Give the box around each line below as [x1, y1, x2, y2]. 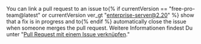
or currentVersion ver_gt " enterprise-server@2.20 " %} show [42, 11, 194, 19]
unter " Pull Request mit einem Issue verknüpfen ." [6, 31, 130, 38]
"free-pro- [169, 5, 196, 12]
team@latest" [6, 11, 41, 19]
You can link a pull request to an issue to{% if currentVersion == [6, 5, 168, 12]
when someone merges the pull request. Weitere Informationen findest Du [6, 24, 193, 31]
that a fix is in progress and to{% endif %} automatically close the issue [6, 18, 186, 25]
